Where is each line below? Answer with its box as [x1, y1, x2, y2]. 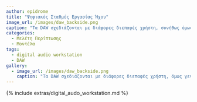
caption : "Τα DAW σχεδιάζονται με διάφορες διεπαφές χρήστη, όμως [16, 73, 182, 79]
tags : [6, 47, 19, 52]
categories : [6, 30, 35, 36]
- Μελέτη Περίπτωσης [11, 36, 62, 41]
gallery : [6, 62, 28, 69]
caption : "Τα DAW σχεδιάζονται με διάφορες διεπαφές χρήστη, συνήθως [6, 24, 180, 31]
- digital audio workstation [11, 52, 83, 58]
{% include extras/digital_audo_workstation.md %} [6, 90, 129, 97]
